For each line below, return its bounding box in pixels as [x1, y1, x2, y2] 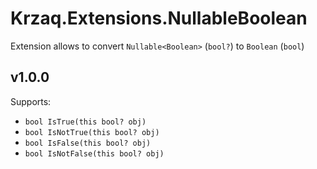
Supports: [10, 95, 52, 107]
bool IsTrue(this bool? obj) [24, 117, 147, 127]
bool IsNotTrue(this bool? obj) [24, 127, 160, 137]
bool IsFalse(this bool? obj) [24, 138, 152, 148]
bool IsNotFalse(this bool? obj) [24, 148, 165, 159]
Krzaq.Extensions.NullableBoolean [10, 7, 308, 30]
